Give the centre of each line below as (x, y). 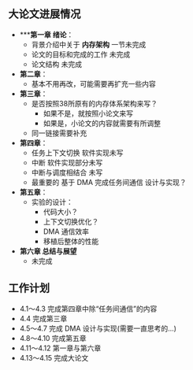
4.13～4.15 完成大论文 (54, 357)
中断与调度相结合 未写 (67, 172)
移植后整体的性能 (71, 241)
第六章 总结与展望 (48, 251)
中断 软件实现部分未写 (67, 162)
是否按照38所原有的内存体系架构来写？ (94, 103)
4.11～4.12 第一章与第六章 (60, 348)
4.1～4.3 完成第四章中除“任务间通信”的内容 (88, 309)
